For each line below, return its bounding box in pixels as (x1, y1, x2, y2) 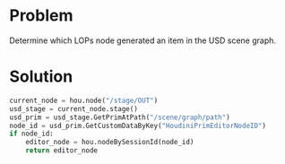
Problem (9, 5, 73, 26)
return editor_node (25, 146, 99, 155)
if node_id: (9, 129, 54, 139)
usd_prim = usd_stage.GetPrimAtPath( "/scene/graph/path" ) (9, 113, 230, 122)
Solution (9, 66, 73, 87)
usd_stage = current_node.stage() (9, 104, 139, 113)
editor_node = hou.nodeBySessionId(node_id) (25, 138, 194, 147)
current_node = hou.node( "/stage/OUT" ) (9, 96, 159, 105)
